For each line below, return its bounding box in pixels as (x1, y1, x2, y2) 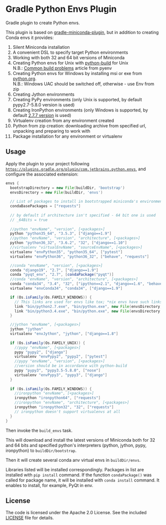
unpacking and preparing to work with (12, 128, 91, 134)
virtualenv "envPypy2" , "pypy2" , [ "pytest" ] (14, 354, 107, 359)
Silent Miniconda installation (12, 44, 70, 50)
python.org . (12, 75, 36, 81)
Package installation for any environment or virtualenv (12, 133, 123, 139)
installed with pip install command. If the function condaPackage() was (5, 472, 152, 478)
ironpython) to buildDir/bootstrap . (5, 448, 77, 453)
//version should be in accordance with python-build (14, 364, 127, 369)
